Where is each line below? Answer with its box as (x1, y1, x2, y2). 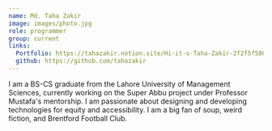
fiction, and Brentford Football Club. (8, 113, 128, 123)
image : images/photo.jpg (8, 19, 92, 27)
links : (8, 42, 31, 50)
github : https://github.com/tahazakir (15, 57, 147, 65)
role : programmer (8, 27, 67, 35)
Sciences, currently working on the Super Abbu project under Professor (8, 87, 249, 97)
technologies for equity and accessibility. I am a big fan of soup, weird (8, 104, 243, 114)
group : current (8, 34, 60, 43)
